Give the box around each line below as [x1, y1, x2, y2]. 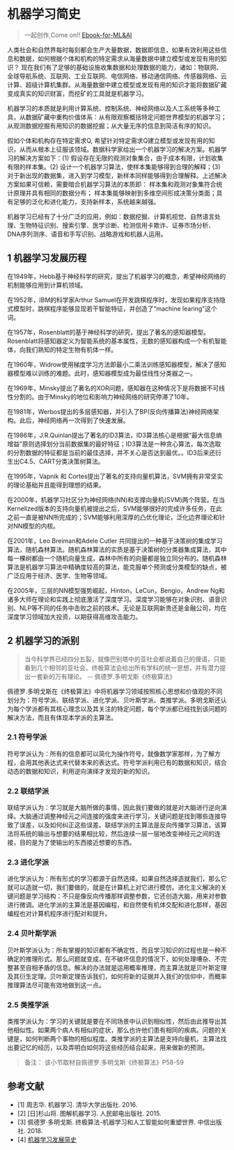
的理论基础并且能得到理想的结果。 [7, 480, 105, 489]
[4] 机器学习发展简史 [17, 1135, 77, 1144]
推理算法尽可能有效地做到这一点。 [7, 980, 105, 989]
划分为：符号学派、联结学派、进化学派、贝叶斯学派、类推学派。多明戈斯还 [7, 695, 221, 704]
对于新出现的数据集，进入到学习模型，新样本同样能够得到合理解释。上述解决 [7, 171, 227, 179]
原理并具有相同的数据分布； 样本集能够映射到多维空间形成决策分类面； [13, 189, 217, 197]
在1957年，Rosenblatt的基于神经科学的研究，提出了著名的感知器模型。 [7, 327, 210, 336]
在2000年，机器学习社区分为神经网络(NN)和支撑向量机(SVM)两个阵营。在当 [7, 495, 225, 503]
